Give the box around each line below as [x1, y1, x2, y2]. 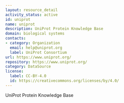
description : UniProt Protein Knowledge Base [5, 26, 103, 31]
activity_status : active [5, 12, 58, 17]
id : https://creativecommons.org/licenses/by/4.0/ [10, 78, 119, 83]
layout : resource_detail [5, 7, 58, 13]
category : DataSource [5, 64, 51, 69]
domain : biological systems [5, 31, 65, 36]
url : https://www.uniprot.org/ [5, 54, 72, 60]
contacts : [5, 36, 26, 41]
